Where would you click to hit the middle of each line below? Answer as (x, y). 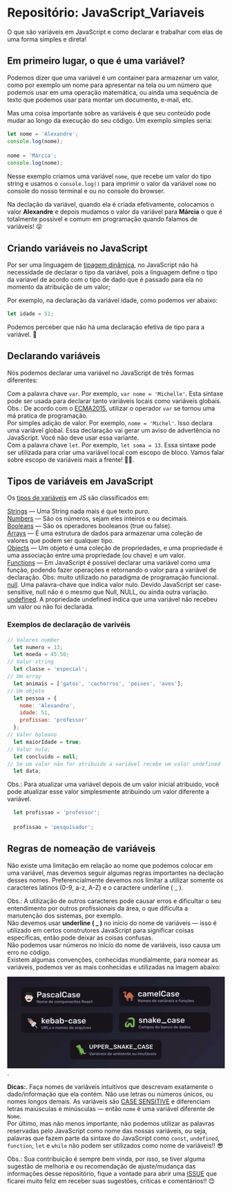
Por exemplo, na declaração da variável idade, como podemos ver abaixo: (113, 300)
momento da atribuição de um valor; (59, 287)
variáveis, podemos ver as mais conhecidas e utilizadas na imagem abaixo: (114, 967)
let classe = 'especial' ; (51, 669)
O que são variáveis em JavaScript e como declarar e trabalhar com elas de (115, 32)
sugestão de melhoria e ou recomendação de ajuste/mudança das (101, 1166)
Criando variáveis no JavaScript (78, 248)
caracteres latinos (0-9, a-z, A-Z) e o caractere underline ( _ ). (95, 887)
